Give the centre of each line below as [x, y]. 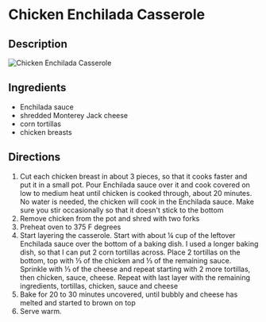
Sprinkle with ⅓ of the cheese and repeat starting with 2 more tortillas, [135, 269]
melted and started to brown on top [78, 302]
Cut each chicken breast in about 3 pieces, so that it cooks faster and [133, 176]
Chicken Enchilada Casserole [107, 15]
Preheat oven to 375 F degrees [70, 227]
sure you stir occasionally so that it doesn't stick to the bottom [121, 210]
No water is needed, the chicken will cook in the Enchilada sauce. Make [137, 201]
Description [38, 44]
